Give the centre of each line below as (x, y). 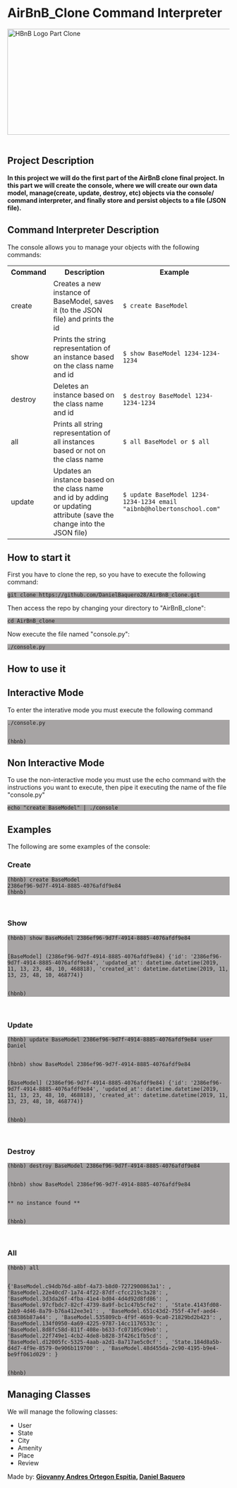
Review (28, 1463)
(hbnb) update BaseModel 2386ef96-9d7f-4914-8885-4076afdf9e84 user (110, 1040)
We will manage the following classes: (62, 1412)
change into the (79, 524)
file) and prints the (84, 319)
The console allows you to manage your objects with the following (103, 247)
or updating (72, 506)
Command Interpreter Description (83, 230)
